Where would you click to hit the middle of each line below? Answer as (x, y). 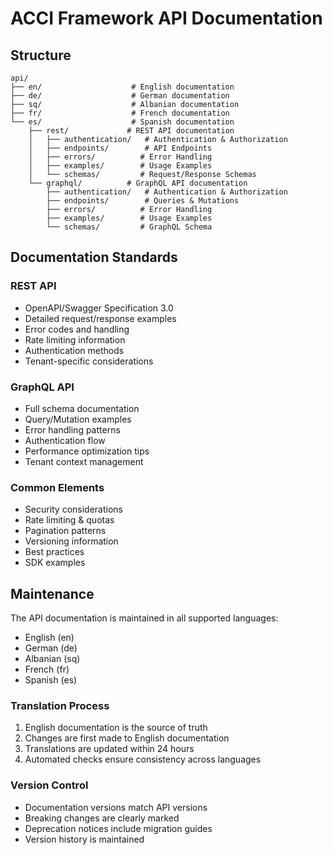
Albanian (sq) (52, 659)
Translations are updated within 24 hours (109, 749)
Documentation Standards (94, 257)
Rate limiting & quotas (69, 520)
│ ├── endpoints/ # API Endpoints (120, 148)
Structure (41, 55)
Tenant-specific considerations (89, 361)
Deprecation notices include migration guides (118, 828)
